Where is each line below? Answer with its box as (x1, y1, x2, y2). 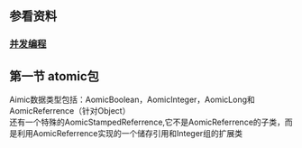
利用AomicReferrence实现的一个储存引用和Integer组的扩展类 (16, 128, 243, 139)
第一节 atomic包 (9, 69, 99, 84)
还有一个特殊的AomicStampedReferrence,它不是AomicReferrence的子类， (9, 116, 286, 128)
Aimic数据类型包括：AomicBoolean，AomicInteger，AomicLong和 (9, 94, 255, 106)
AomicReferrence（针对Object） (9, 106, 131, 116)
